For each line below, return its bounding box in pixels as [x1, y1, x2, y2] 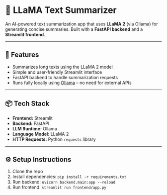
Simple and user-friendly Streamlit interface [12, 69, 102, 75]
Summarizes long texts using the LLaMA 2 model [12, 64, 113, 70]
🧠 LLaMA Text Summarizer [5, 4, 117, 16]
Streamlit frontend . [5, 31, 46, 37]
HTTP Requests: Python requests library [12, 136, 96, 142]
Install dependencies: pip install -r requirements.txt [12, 174, 127, 180]
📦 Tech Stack [5, 99, 50, 108]
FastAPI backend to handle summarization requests [12, 74, 118, 80]
